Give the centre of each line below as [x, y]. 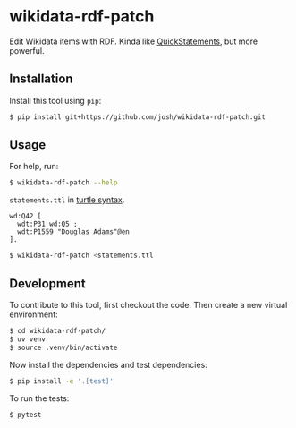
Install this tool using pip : [55, 100]
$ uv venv [28, 339]
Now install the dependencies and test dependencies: [108, 364]
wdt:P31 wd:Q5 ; [47, 224]
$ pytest [25, 415]
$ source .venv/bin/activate [63, 347]
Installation [41, 79]
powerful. [27, 50]
